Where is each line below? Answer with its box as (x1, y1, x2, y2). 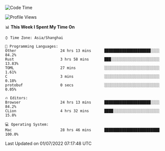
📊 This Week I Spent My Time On (5, 24, 75, 30)
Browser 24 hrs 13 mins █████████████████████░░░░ (5, 100, 160, 105)
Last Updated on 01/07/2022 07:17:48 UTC (5, 141, 92, 146)
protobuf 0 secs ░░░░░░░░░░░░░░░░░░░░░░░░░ (5, 83, 160, 88)
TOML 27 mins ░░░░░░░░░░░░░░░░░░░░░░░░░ (5, 65, 160, 70)
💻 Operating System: (5, 122, 49, 127)
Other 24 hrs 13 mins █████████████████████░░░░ (5, 48, 160, 53)
